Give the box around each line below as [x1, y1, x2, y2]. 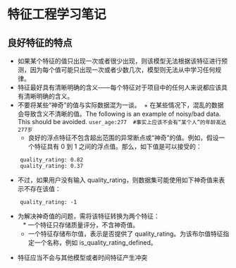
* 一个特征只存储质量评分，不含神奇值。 [23, 221, 139, 229]
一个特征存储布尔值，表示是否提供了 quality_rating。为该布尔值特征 [27, 230, 223, 238]
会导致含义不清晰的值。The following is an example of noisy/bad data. [17, 110, 221, 118]
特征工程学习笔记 [7, 6, 107, 23]
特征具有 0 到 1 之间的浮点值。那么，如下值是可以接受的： [34, 142, 202, 150]
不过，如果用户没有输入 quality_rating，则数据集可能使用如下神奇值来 [17, 176, 219, 184]
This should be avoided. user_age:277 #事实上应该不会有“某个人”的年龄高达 [17, 118, 227, 126]
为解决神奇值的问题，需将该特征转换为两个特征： [17, 212, 160, 220]
